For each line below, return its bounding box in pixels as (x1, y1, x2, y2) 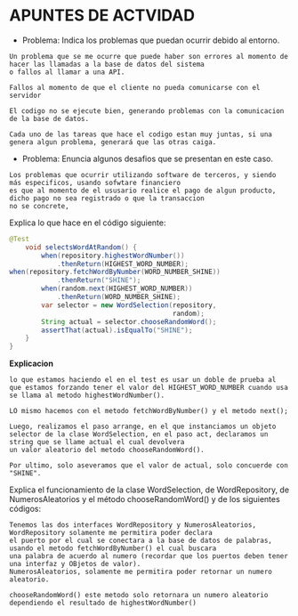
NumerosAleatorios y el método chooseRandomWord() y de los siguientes (9, 494, 280, 505)
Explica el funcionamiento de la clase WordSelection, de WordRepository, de (9, 484, 290, 495)
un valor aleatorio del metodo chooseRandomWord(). (9, 446, 205, 455)
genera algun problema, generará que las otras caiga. (9, 137, 217, 147)
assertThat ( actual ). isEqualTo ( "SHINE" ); (41, 326, 193, 335)
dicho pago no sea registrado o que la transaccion (9, 193, 205, 203)
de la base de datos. (9, 114, 90, 123)
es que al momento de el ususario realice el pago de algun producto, (9, 186, 277, 195)
